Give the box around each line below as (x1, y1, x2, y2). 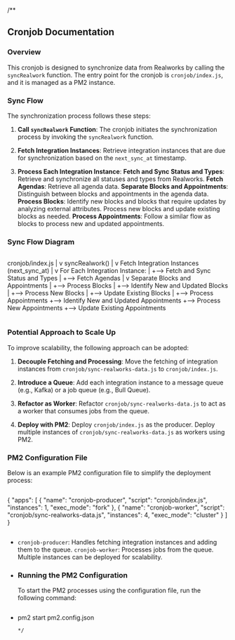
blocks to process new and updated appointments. (17, 219, 165, 227)
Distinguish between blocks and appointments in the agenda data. (17, 189, 209, 198)
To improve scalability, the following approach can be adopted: (7, 343, 189, 352)
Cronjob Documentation (7, 26, 114, 38)
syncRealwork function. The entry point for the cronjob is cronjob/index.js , (7, 70, 223, 79)
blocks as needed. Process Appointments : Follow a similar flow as (17, 212, 212, 220)
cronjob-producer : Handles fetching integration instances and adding (17, 538, 217, 546)
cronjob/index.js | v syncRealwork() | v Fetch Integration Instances (7, 259, 199, 267)
